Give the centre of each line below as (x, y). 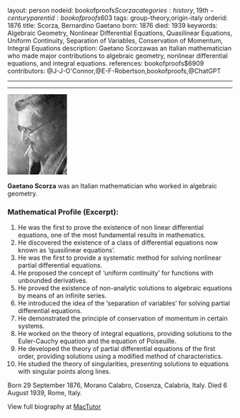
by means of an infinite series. (62, 296)
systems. (31, 326)
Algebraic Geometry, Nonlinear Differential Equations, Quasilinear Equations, (120, 33)
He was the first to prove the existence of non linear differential (111, 228)
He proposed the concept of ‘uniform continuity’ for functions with (115, 273)
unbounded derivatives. (52, 280)
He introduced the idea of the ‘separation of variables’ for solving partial (124, 303)
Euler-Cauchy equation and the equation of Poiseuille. (97, 341)
